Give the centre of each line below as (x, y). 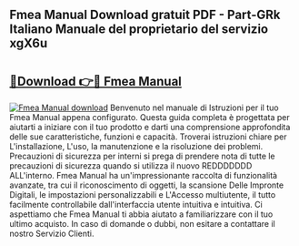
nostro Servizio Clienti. (52, 233)
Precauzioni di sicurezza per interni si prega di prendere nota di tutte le (142, 156)
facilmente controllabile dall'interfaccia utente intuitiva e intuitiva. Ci (136, 205)
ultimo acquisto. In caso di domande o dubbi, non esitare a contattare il (142, 224)
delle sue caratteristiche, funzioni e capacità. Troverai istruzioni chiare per (148, 137)
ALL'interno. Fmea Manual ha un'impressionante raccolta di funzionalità (144, 175)
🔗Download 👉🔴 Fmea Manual (95, 81)
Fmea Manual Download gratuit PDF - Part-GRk (145, 15)
